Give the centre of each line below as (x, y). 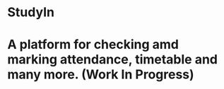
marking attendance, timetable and (112, 60)
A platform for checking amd (93, 45)
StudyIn (31, 12)
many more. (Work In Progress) (101, 75)
